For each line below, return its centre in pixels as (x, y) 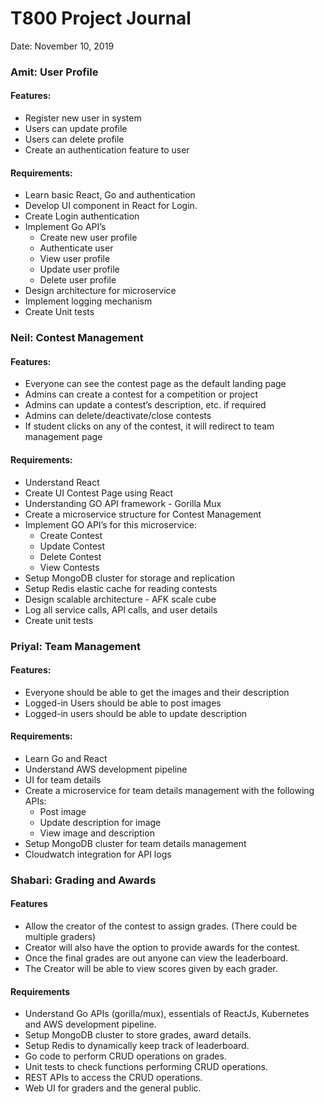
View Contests (69, 567)
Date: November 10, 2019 (62, 46)
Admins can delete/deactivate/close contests (118, 416)
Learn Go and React (66, 758)
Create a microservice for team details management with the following (169, 790)
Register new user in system (83, 118)
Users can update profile (76, 129)
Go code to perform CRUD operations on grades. (125, 1056)
